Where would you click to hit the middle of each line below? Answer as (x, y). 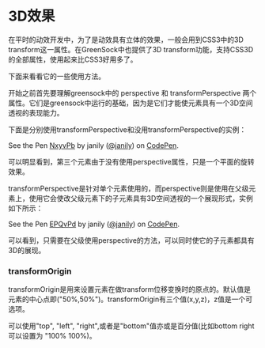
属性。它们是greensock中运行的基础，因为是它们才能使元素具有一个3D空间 (131, 103)
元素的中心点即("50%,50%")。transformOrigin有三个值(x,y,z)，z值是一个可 (131, 299)
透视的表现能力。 (36, 112)
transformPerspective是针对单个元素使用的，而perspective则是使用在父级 (129, 188)
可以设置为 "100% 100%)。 (52, 336)
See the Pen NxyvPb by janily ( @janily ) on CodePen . (94, 145)
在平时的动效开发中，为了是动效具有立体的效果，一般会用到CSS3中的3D (126, 40)
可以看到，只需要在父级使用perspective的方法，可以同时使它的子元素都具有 (131, 240)
